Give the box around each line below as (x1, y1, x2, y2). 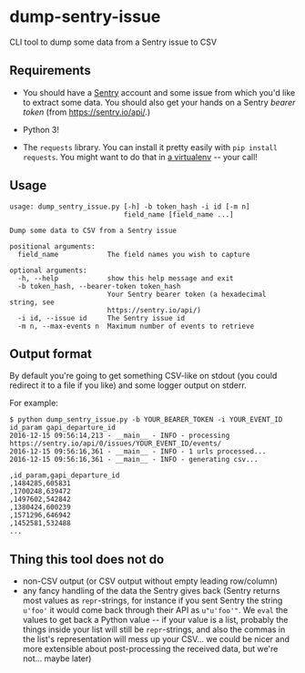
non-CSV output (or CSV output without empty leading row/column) (22, 576, 278, 586)
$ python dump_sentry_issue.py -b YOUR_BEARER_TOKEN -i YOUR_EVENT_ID (9, 415, 283, 424)
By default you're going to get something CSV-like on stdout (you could (9, 371, 278, 382)
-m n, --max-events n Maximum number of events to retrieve (17, 321, 255, 331)
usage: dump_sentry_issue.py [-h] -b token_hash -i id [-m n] (9, 202, 250, 211)
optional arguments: (9, 266, 88, 275)
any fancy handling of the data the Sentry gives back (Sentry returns (22, 586, 280, 597)
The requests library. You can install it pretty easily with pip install (22, 141, 278, 152)
